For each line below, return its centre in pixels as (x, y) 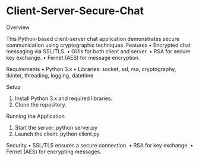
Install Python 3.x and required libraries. (64, 98)
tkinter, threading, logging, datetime (50, 75)
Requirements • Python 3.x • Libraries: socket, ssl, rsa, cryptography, (91, 69)
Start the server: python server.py (56, 127)
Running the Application (36, 116)
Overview (18, 27)
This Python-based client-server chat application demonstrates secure (93, 38)
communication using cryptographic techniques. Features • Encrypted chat (99, 45)
